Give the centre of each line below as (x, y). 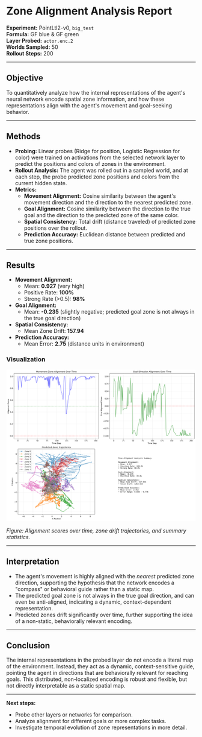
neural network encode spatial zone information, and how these (85, 99)
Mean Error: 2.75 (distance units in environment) (84, 344)
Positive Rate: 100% (49, 293)
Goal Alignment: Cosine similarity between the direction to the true (107, 209)
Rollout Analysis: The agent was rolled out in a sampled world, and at (101, 170)
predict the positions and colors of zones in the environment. (90, 163)
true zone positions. (48, 241)
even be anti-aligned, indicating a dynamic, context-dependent (93, 602)
